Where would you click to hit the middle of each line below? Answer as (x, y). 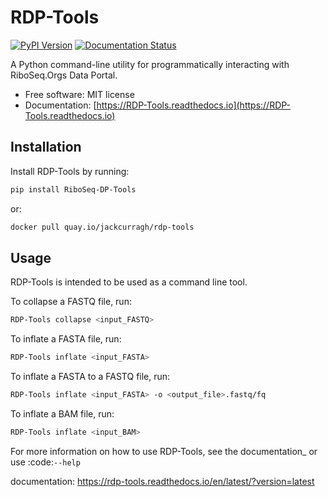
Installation (46, 147)
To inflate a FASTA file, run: (66, 339)
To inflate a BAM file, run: (62, 413)
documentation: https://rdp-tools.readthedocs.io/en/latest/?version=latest (162, 481)
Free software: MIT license (79, 94)
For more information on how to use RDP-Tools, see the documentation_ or (164, 451)
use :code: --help (45, 462)
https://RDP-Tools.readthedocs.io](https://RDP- (194, 105)
